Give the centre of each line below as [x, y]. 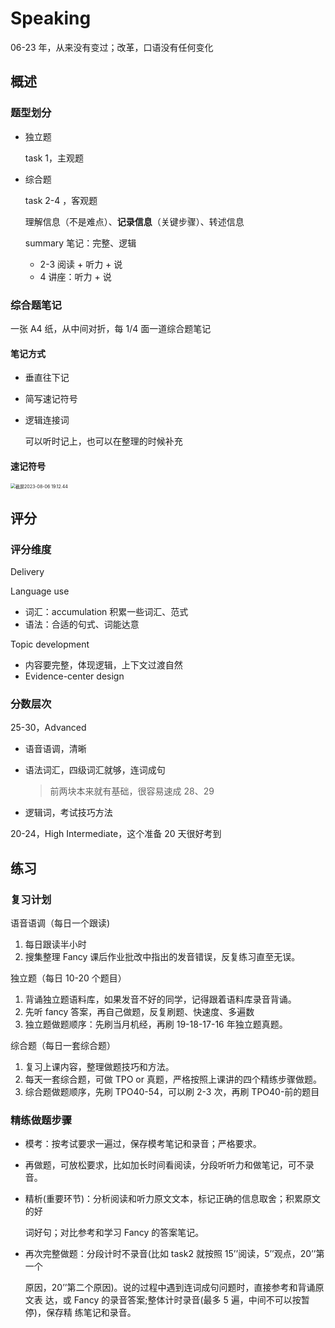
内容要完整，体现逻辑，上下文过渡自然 [103, 665]
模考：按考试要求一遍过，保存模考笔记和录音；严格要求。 [143, 1144]
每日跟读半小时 [55, 944]
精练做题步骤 [41, 1120]
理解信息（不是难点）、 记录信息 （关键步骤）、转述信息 [134, 221]
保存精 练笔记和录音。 [91, 1313]
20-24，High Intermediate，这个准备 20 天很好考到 [116, 834]
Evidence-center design [74, 676]
